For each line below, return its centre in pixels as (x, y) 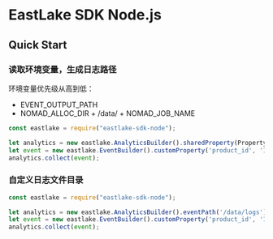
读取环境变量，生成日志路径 (63, 69)
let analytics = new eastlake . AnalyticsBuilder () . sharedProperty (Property (138, 143)
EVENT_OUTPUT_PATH (59, 105)
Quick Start (38, 45)
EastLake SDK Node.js (85, 15)
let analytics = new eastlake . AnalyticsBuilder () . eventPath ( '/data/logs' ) (138, 212)
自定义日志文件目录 (46, 180)
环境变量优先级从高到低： (51, 88)
